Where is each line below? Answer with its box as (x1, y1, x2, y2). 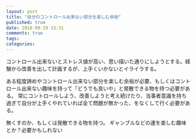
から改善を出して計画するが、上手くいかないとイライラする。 (11, 65, 160, 72)
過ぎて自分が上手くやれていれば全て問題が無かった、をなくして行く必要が (6, 99, 185, 106)
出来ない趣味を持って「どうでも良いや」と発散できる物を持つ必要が (21, 85, 185, 92)
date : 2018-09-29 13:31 (6, 25, 64, 31)
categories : (6, 41, 35, 47)
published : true (6, 19, 46, 25)
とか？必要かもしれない (6, 126, 63, 133)
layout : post (6, 8, 38, 15)
